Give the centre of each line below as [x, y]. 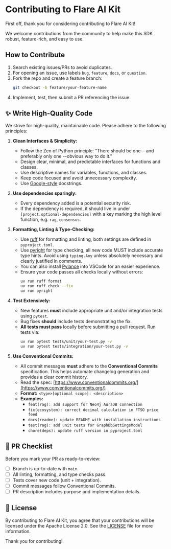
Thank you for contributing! [34, 541]
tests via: [30, 332]
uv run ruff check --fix [47, 286]
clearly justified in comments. [51, 261]
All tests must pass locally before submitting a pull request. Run [88, 327]
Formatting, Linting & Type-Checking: [54, 230]
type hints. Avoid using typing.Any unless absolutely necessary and [91, 256]
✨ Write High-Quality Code [49, 113]
